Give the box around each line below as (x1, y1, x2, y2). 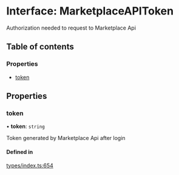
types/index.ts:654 (6, 162, 53, 169)
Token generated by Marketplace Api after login (6, 135, 126, 142)
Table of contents (6, 42, 74, 52)
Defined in (6, 148, 33, 155)
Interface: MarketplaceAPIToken (6, 4, 174, 18)
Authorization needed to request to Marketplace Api (6, 24, 137, 31)
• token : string (6, 122, 46, 130)
